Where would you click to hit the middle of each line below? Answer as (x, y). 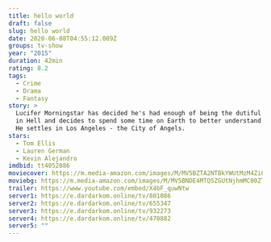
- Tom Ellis (36, 143)
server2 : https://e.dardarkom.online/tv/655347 (90, 203)
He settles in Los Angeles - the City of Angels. (100, 128)
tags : (17, 76)
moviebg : (23, 181)
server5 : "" (28, 226)
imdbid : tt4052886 (39, 166)
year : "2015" (30, 53)
